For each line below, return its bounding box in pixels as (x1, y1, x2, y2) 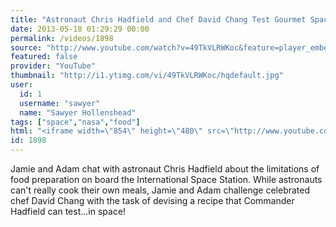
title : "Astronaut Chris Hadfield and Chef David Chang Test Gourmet (10, 14, 307, 25)
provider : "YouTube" (10, 61, 97, 71)
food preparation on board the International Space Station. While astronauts (10, 174, 323, 185)
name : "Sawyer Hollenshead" (19, 107, 137, 118)
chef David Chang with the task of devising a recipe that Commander (10, 195, 295, 206)
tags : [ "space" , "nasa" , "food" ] (10, 117, 141, 127)
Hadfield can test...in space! (10, 206, 127, 217)
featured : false (10, 52, 78, 62)
